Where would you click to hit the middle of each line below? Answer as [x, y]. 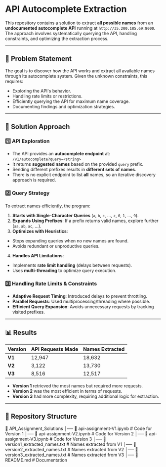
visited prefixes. [29, 312]
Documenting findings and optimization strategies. [63, 106]
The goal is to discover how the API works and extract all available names [80, 71]
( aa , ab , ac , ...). [27, 226]
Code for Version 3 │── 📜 [80, 439]
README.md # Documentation [36, 460]
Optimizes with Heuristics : [40, 231]
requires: [14, 81]
